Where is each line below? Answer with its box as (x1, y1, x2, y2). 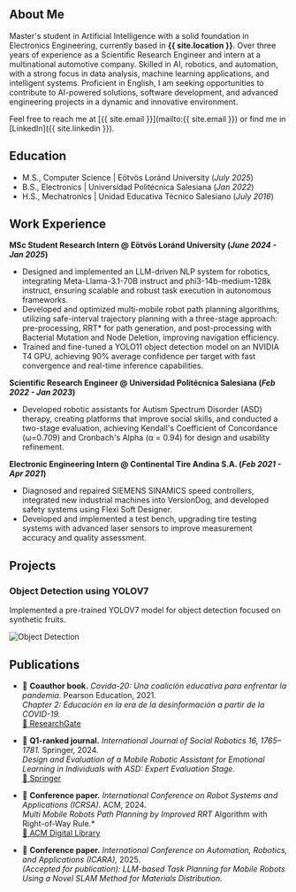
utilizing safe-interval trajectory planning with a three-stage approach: (21, 313, 278, 324)
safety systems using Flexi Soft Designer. (21, 504, 172, 515)
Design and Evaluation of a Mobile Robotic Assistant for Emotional (21, 754, 265, 765)
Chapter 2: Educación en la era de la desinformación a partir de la (21, 699, 265, 710)
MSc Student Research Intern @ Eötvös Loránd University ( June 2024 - (9, 240, 277, 250)
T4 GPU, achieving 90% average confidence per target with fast (21, 351, 256, 362)
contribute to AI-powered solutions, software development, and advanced (9, 87, 278, 97)
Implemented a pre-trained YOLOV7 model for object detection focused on (9, 605, 281, 616)
